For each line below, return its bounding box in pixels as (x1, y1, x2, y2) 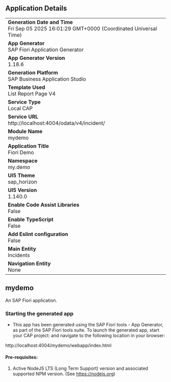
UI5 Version (8, 186, 37, 194)
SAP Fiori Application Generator (8, 46, 84, 53)
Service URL (8, 113, 39, 120)
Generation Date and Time (8, 18, 73, 26)
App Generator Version (8, 54, 65, 61)
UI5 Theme (8, 172, 36, 179)
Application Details (5, 4, 67, 13)
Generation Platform (8, 69, 59, 76)
